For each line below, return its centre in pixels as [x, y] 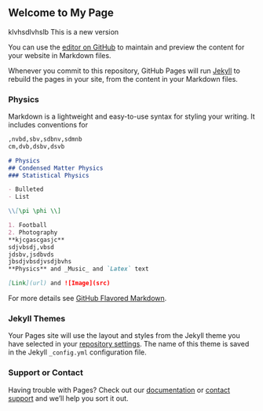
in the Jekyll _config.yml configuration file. [77, 352]
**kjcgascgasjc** [37, 240]
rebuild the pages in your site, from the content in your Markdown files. [123, 79]
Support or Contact [46, 372]
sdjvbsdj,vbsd [31, 247]
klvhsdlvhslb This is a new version [64, 31]
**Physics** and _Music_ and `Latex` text [79, 269]
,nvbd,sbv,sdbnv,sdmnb [45, 139]
